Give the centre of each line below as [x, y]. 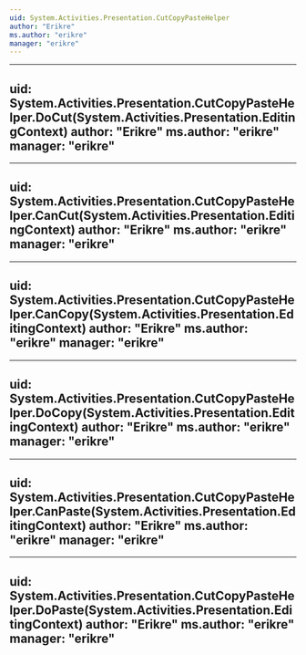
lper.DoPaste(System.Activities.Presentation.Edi [151, 610]
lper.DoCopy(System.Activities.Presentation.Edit [152, 413]
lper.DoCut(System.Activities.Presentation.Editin [153, 117]
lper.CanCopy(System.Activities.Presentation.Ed [152, 314]
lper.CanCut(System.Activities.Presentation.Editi [152, 216]
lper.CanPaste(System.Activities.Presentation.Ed [153, 511]
